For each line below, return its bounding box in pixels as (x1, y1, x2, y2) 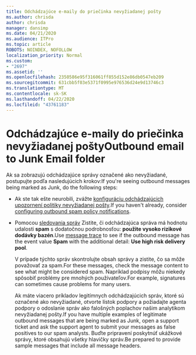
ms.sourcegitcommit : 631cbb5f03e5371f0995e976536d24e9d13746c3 (6, 80, 164, 86)
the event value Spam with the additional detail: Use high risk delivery (14, 238, 185, 245)
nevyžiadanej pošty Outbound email (6, 140, 184, 153)
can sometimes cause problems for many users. (14, 281, 131, 288)
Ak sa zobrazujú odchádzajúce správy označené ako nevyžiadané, (6, 171, 168, 178)
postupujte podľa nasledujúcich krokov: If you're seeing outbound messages (6, 178, 190, 185)
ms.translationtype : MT (6, 85, 65, 91)
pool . (14, 244, 28, 251)
